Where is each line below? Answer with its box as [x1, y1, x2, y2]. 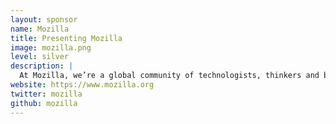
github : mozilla [10, 98, 78, 108]
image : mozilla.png [10, 42, 92, 53]
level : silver [10, 52, 70, 62]
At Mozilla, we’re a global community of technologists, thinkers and [19, 71, 320, 81]
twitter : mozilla [10, 89, 83, 99]
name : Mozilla [10, 24, 70, 34]
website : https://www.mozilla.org [10, 80, 155, 90]
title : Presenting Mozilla [10, 33, 123, 43]
